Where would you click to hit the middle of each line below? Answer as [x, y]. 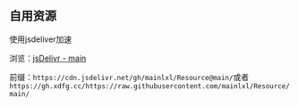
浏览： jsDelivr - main [48, 58]
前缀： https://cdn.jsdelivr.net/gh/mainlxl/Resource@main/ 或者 [129, 77]
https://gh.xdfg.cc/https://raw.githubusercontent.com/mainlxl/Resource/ [150, 86]
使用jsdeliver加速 [41, 39]
